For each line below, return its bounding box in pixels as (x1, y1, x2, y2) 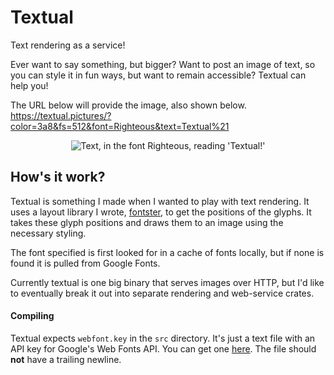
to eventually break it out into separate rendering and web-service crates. (10, 287, 315, 299)
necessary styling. (10, 227, 87, 239)
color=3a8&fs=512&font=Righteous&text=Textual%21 (10, 120, 230, 132)
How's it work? (10, 169, 106, 186)
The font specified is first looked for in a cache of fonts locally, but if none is (10, 246, 325, 258)
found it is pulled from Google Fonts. (10, 257, 161, 269)
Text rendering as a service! (10, 39, 126, 51)
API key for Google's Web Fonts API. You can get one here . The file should (10, 342, 317, 355)
